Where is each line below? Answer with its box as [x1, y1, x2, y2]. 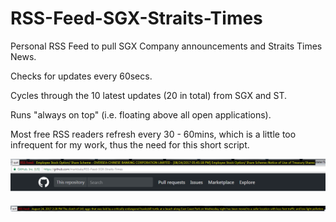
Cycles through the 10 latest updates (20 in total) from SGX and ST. [10, 89, 288, 101]
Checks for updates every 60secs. [10, 70, 153, 82]
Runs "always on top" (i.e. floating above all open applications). [10, 108, 272, 121]
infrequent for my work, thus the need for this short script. [10, 138, 250, 151]
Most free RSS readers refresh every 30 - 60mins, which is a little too [10, 128, 297, 140]
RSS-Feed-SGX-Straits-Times [10, 7, 263, 30]
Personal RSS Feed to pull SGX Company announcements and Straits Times [10, 40, 323, 52]
